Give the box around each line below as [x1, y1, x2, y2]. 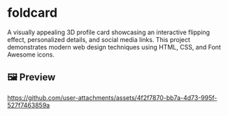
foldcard [7, 5, 58, 21]
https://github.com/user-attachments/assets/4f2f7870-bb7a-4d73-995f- [7, 93, 218, 102]
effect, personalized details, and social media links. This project [7, 35, 191, 43]
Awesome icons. [7, 50, 55, 59]
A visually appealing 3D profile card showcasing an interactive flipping [7, 28, 211, 36]
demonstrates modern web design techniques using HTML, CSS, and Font [7, 43, 222, 51]
